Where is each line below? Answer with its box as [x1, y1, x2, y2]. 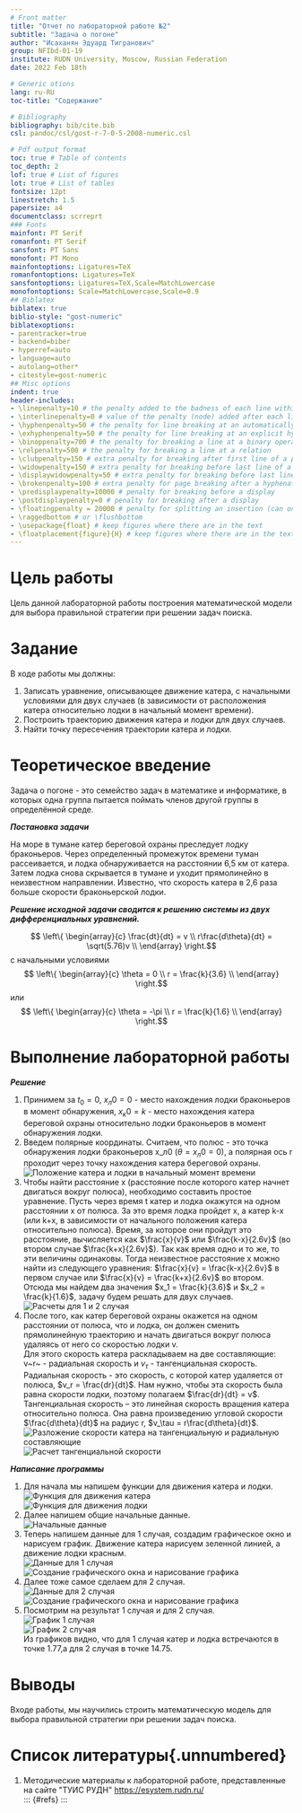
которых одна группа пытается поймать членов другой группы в [10, 795, 259, 805]
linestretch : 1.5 [10, 195, 75, 205]
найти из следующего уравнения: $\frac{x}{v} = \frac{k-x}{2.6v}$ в [22, 1263, 280, 1273]
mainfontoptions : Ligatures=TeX [10, 262, 131, 271]
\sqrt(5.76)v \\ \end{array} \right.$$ [86, 940, 217, 952]
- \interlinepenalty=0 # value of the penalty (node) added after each [10, 412, 283, 422]
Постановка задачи [10, 822, 90, 832]
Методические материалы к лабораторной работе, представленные [22, 1775, 286, 1786]
